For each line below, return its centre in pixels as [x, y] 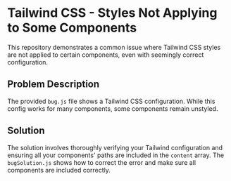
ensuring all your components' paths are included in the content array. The [115, 155]
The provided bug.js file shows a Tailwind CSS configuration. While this [111, 101]
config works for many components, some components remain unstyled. [113, 108]
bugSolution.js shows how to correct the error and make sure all [101, 162]
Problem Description [54, 85]
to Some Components [72, 28]
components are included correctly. [59, 170]
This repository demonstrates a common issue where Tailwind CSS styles [114, 47]
